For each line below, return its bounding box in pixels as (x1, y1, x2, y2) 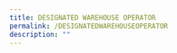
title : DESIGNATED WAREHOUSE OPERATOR (9, 13, 156, 22)
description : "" (9, 30, 71, 39)
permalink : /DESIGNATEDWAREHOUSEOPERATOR (9, 22, 169, 31)
